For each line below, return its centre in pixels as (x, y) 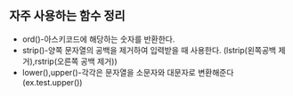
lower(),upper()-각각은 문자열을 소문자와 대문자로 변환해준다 (128, 72)
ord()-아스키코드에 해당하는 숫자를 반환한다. (98, 39)
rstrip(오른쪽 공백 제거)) (76, 61)
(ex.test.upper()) (52, 82)
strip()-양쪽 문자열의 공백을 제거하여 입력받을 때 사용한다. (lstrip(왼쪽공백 (149, 50)
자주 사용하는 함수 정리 (68, 16)
